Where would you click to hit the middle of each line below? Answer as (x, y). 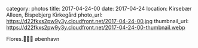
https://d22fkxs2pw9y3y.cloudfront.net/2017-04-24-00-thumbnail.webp (96, 27)
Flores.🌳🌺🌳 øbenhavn (33, 39)
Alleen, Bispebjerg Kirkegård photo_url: (54, 15)
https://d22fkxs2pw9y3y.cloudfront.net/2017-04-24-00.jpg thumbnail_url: (98, 21)
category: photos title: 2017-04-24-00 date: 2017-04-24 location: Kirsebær (99, 9)
